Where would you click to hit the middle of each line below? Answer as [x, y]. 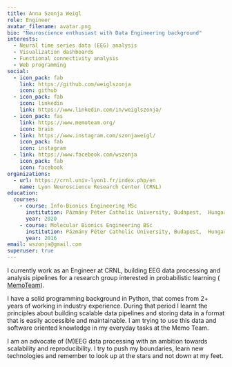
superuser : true [30, 251]
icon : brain [37, 129]
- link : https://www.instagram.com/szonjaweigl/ [85, 135]
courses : [26, 200]
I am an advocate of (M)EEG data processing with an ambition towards [107, 341]
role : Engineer [29, 20]
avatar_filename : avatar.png [49, 26]
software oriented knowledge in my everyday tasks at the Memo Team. [108, 328]
